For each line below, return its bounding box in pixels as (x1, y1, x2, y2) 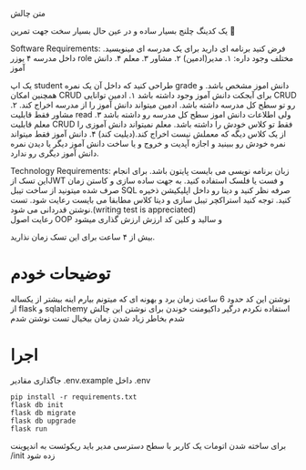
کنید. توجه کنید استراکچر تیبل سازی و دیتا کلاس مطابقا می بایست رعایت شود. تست (10, 195, 291, 205)
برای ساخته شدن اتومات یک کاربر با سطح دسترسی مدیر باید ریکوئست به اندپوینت (10, 440, 286, 451)
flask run (10, 424, 48, 434)
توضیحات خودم (10, 263, 111, 284)
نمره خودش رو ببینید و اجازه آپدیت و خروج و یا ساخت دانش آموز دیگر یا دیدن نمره (10, 138, 286, 148)
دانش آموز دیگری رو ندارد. (10, 148, 99, 158)
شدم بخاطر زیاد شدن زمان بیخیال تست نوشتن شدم (10, 312, 186, 323)
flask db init (10, 400, 65, 409)
